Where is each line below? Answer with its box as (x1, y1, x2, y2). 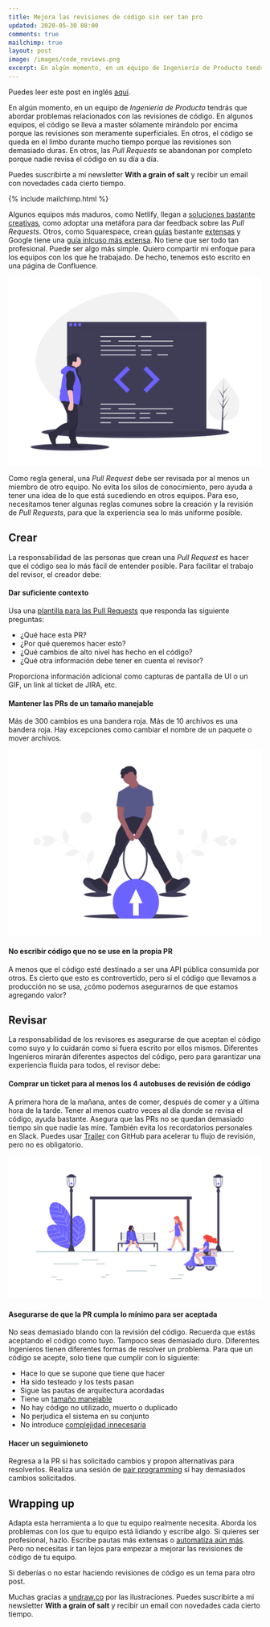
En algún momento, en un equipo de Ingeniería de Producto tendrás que (8, 102, 247, 112)
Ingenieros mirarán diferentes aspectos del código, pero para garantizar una (8, 1052, 261, 1061)
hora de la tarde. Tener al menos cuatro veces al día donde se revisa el (8, 1105, 243, 1115)
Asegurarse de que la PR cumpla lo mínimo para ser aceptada (8, 1309, 218, 1319)
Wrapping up (8, 1496, 75, 1510)
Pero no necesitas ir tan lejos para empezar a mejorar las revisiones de (8, 1544, 243, 1554)
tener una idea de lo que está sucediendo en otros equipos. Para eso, (8, 490, 239, 500)
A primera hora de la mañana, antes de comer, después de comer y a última (8, 1097, 260, 1106)
